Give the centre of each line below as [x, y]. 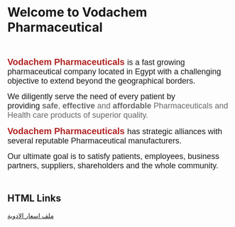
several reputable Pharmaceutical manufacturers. [95, 140]
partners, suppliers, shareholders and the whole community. [113, 165]
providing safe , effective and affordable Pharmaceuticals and [118, 106]
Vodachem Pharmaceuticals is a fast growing [96, 62]
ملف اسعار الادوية [31, 215]
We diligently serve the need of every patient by [91, 96]
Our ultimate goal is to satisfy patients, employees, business [114, 156]
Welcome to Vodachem [77, 12]
